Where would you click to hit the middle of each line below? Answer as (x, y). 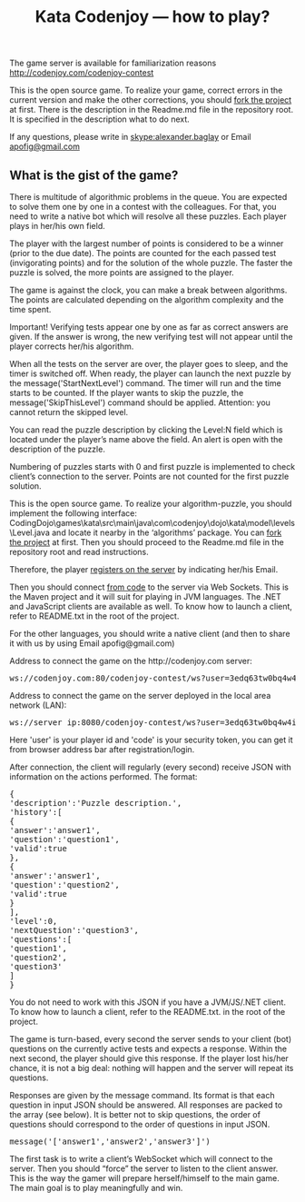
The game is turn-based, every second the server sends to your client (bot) (151, 1039)
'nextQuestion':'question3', (74, 930)
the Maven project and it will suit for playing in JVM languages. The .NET (145, 596)
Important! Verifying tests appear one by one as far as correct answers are (149, 327)
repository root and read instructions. (79, 552)
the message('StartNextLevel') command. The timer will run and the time (145, 383)
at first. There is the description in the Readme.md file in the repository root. (151, 110)
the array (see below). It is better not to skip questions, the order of (135, 1114)
